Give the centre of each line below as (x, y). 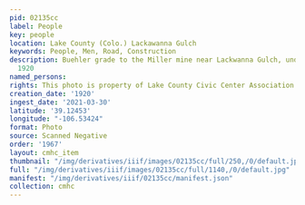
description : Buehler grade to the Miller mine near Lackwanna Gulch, (146, 60)
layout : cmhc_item (44, 152)
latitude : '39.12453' (50, 111)
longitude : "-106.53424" (56, 119)
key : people (32, 34)
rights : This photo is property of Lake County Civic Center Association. (154, 85)
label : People (36, 26)
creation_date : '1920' (52, 93)
